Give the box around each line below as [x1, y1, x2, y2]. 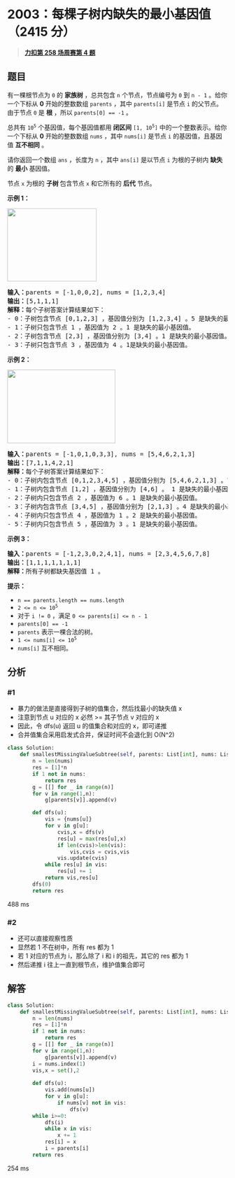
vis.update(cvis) [57, 855, 108, 862]
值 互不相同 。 [7, 141, 48, 149]
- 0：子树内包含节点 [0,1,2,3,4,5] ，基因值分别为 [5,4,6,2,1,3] [7, 476, 218, 484]
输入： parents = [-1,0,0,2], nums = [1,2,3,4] [7, 288, 166, 296]
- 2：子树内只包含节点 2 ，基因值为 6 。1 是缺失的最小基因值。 [7, 494, 201, 502]
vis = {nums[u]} [44, 816, 92, 823]
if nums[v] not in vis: [57, 1099, 127, 1106]
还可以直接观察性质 [17, 934, 73, 942]
